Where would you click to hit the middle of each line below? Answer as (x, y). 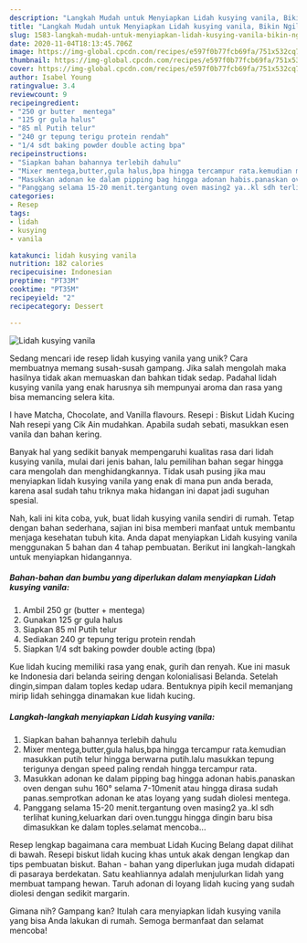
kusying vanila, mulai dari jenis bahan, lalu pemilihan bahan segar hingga (147, 461)
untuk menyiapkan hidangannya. (71, 556)
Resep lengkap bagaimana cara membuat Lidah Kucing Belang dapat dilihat (152, 845)
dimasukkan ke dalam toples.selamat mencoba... (114, 827)
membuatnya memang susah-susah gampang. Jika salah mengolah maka (148, 367)
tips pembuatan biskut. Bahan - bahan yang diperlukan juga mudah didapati (152, 864)
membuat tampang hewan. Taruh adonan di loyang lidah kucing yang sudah (152, 884)
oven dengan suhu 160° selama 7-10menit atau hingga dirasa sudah (150, 789)
